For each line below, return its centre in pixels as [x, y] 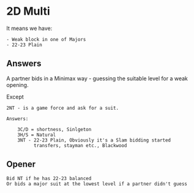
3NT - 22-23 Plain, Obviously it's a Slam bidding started [94, 140]
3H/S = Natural [37, 135]
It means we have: [29, 28]
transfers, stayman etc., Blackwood [80, 145]
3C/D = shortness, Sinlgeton [54, 129]
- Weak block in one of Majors [46, 39]
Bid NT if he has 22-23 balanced [49, 178]
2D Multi [28, 11]
